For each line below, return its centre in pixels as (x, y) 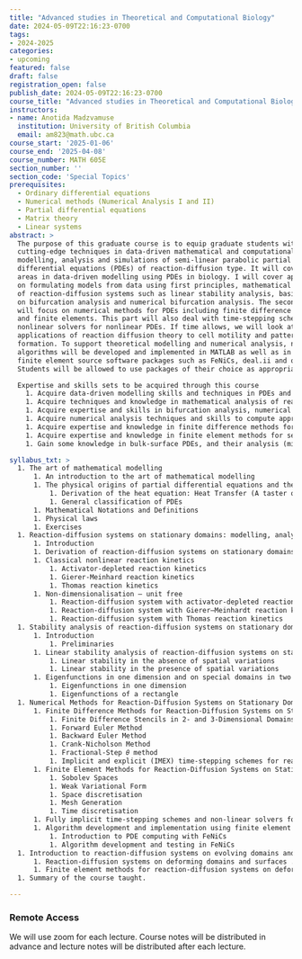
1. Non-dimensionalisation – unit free (107, 594)
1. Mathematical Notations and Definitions (116, 510)
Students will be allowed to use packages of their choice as (136, 369)
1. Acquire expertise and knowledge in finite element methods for (154, 435)
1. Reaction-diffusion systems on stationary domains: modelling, (144, 535)
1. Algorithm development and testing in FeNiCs (142, 845)
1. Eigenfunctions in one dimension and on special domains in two (162, 677)
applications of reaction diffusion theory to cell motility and (142, 336)
